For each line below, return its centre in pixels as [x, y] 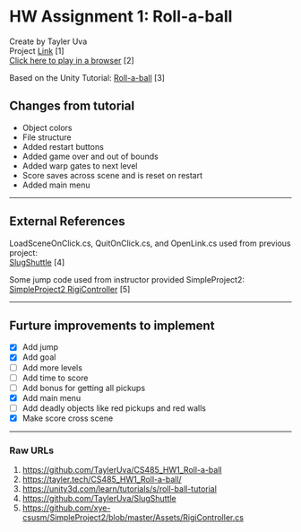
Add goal [39, 357]
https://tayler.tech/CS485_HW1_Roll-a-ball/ [102, 480]
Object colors [47, 127]
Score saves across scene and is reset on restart [112, 175]
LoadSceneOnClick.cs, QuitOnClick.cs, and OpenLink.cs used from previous [150, 243]
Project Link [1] [37, 50]
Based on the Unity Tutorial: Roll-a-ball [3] [87, 77]
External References [67, 222]
